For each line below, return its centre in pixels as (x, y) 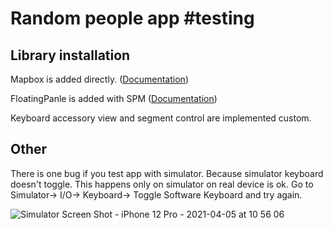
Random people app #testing (132, 18)
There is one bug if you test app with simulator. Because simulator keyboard (167, 173)
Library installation (70, 55)
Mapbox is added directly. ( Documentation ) (99, 79)
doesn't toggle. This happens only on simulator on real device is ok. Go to (162, 184)
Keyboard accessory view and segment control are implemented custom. (161, 118)
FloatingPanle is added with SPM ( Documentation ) (114, 98)
